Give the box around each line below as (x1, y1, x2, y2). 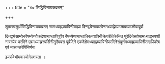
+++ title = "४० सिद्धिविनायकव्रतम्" (5, 5, 64, 10)
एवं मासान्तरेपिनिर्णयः (5, 44, 35, 50)
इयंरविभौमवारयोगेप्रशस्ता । (5, 54, 46, 60)
